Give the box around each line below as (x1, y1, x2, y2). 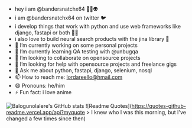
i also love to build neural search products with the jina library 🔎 (14, 36, 170, 42)
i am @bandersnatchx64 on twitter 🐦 (14, 14, 106, 21)
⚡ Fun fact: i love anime (14, 89, 72, 95)
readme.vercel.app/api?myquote (6, 109, 86, 116)
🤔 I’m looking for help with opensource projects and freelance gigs (14, 60, 177, 68)
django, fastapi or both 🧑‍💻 (14, 29, 79, 36)
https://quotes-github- (131, 103, 186, 109)
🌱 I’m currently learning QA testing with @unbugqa (14, 48, 138, 55)
